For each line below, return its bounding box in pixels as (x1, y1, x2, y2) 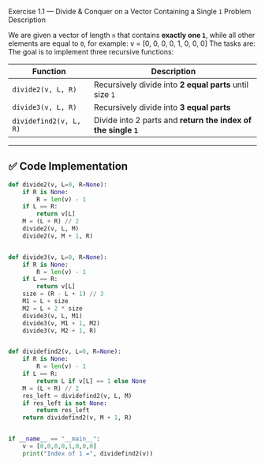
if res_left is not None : (22, 399, 108, 407)
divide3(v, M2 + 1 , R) (22, 327, 97, 335)
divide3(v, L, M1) (22, 312, 83, 320)
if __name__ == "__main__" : (8, 435, 101, 443)
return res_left (36, 407, 90, 414)
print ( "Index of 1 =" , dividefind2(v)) (22, 449, 154, 457)
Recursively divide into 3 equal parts (93, 102, 231, 113)
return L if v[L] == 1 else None (36, 377, 147, 385)
